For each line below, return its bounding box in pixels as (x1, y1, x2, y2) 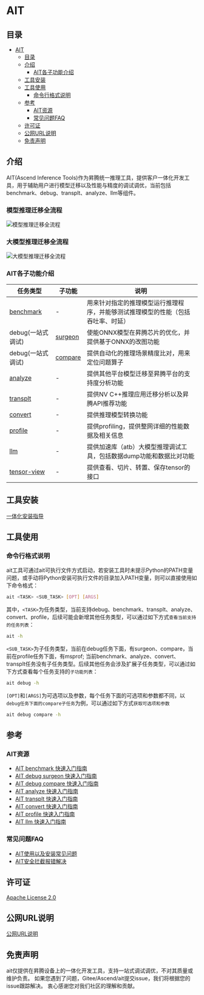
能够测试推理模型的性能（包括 (105, 307, 191, 316)
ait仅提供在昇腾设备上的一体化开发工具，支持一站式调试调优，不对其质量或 (6, 967, 193, 974)
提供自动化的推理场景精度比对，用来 (87, 349, 191, 357)
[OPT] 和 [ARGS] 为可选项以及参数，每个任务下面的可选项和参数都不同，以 (6, 691, 185, 699)
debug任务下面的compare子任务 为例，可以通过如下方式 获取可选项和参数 (6, 699, 170, 707)
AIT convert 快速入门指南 (15, 803, 78, 810)
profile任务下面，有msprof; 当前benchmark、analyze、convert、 (16, 652, 180, 660)
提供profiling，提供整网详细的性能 (87, 422, 184, 430)
